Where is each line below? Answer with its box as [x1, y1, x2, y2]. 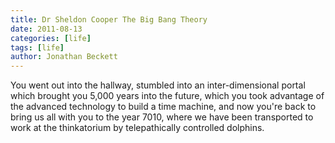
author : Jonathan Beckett [10, 52, 118, 62]
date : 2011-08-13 [10, 24, 83, 34]
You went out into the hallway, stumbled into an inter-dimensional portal [10, 79, 306, 91]
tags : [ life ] [10, 42, 65, 53]
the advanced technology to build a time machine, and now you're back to [10, 101, 317, 113]
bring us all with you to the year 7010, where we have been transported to [10, 111, 314, 123]
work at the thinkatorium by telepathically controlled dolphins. [10, 122, 265, 134]
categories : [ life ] [10, 33, 92, 43]
